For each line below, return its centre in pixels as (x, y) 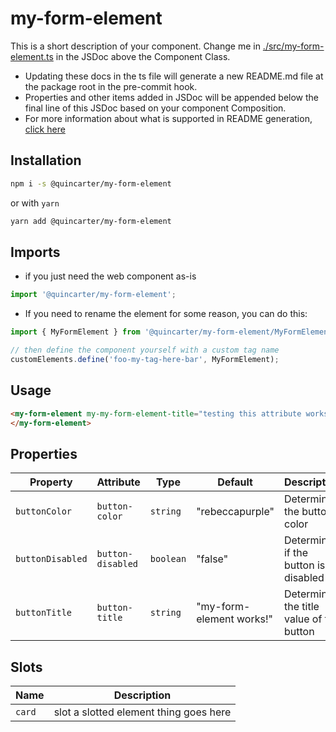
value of (303, 619)
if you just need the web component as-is (110, 276)
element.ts (32, 56)
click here (45, 129)
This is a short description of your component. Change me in (135, 46)
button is (304, 565)
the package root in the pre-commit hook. (111, 86)
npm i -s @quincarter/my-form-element (91, 183)
